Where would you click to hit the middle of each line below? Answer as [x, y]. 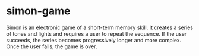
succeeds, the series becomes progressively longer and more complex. [94, 40]
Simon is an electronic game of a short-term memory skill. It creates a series [99, 27]
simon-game [38, 11]
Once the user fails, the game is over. [52, 46]
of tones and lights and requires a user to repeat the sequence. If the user [97, 33]
